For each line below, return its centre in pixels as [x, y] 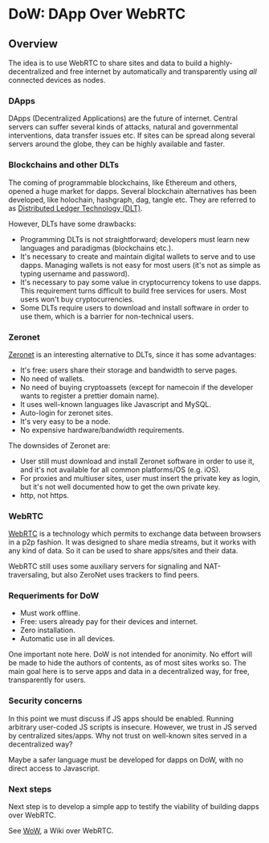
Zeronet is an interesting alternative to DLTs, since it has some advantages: [132, 354]
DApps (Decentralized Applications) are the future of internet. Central [123, 118]
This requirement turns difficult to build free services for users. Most [133, 290]
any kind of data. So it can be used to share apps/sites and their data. [123, 551]
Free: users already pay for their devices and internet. [109, 622]
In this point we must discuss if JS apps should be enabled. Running [121, 718]
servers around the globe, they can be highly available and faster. [116, 144]
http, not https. [45, 495]
